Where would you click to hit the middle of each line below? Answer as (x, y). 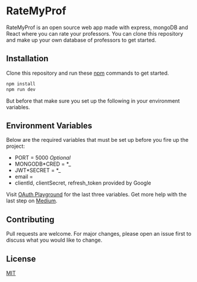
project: (16, 146)
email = (24, 177)
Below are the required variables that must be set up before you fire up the (97, 140)
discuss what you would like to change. (54, 240)
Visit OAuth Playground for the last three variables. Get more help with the (96, 195)
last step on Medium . (32, 201)
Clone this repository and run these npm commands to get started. (88, 73)
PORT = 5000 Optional (43, 158)
